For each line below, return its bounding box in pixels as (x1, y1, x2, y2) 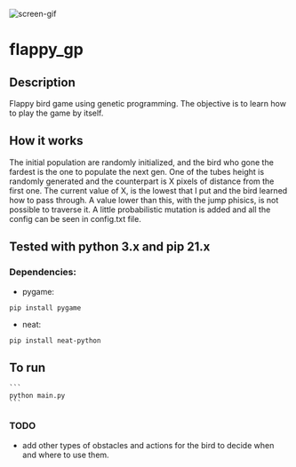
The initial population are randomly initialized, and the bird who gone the (9, 156, 274, 168)
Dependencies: (9, 266, 77, 279)
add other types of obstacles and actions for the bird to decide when (21, 439, 275, 450)
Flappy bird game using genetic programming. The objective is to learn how (9, 99, 287, 108)
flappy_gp (9, 40, 84, 59)
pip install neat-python (9, 336, 101, 345)
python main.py (9, 392, 66, 400)
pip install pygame (9, 303, 82, 313)
